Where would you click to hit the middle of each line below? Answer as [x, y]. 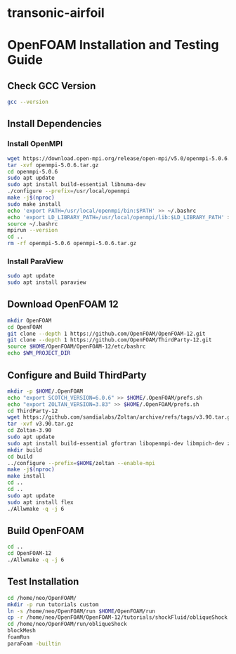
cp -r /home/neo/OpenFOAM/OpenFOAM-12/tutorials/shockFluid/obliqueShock [118, 617]
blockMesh [22, 631]
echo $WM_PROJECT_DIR [39, 353]
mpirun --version [33, 230]
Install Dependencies [54, 124]
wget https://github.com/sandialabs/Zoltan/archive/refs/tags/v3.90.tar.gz [120, 417]
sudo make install [34, 204]
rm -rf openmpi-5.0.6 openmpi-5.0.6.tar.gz [72, 244]
